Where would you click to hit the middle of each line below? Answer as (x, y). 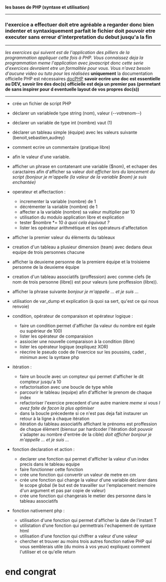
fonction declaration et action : (43, 449)
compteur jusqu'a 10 (41, 382)
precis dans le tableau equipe (50, 464)
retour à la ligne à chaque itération (55, 419)
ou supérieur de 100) (41, 331)
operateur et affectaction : (39, 192)
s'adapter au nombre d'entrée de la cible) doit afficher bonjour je (86, 435)
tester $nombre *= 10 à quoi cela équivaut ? (64, 223)
